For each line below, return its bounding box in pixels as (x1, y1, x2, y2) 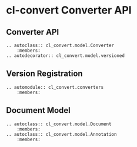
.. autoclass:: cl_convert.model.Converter (6, 42, 115, 48)
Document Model (6, 105, 71, 115)
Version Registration (6, 69, 83, 79)
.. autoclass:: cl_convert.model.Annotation (6, 131, 117, 137)
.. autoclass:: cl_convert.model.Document (6, 121, 112, 127)
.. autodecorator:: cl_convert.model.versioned (6, 53, 125, 59)
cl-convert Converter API (6, 4, 132, 17)
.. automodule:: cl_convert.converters (6, 84, 104, 90)
